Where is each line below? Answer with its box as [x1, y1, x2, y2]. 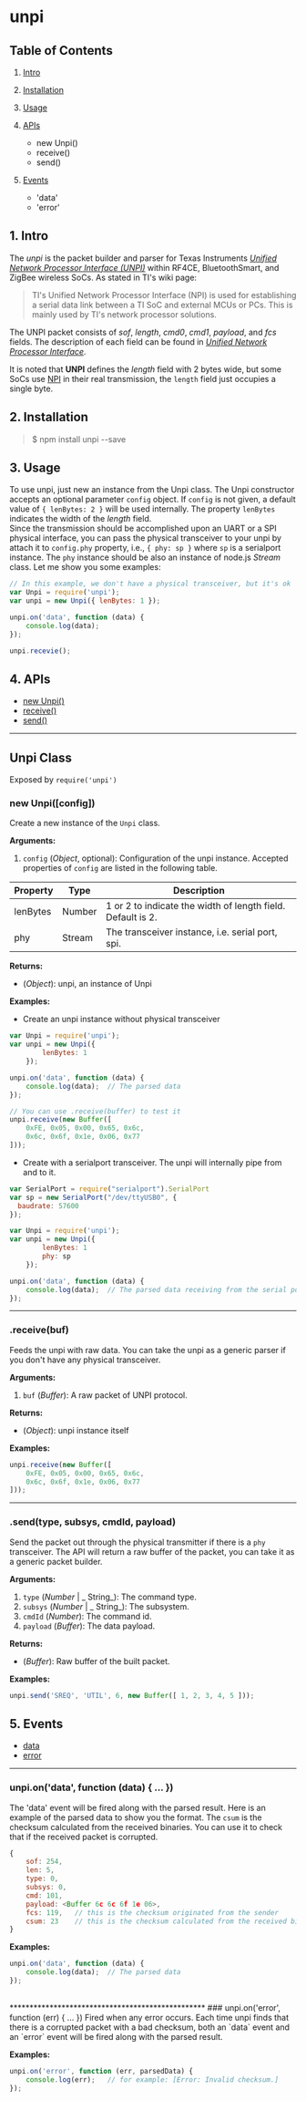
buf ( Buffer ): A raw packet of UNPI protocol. [22, 1389, 189, 1401]
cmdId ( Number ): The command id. [22, 1610, 152, 1621]
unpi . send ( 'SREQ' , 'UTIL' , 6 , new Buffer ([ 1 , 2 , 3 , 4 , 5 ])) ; [9, 1691, 255, 1700]
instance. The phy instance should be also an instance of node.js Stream [9, 552, 280, 563]
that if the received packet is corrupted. [9, 1831, 158, 1842]
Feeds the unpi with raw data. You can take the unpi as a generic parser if [9, 1344, 287, 1355]
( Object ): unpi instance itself [22, 1424, 129, 1435]
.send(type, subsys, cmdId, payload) [9, 1516, 176, 1528]
